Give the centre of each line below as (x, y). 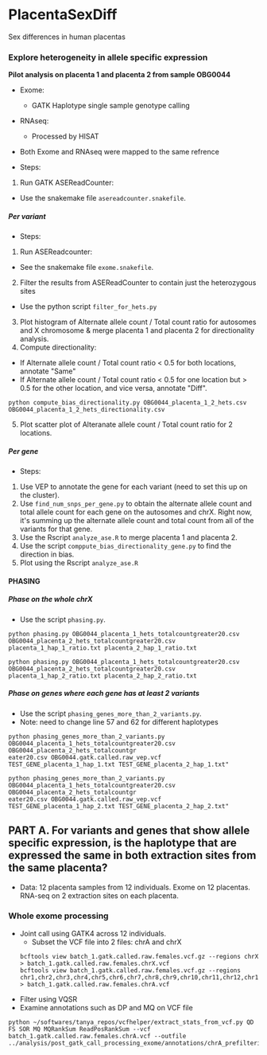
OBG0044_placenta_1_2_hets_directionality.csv (87, 410)
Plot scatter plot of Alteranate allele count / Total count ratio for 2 (126, 424)
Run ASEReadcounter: (56, 252)
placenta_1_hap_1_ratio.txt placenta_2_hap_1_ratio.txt (103, 648)
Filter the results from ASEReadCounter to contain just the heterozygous (138, 283)
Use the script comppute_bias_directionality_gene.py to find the (126, 546)
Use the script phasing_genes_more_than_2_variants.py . (110, 713)
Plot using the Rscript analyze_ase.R (79, 563)
